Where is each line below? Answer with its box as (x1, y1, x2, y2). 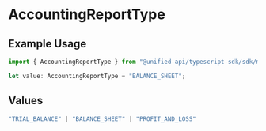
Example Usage (8, 37, 87, 51)
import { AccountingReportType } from (8, 58, 136, 65)
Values (8, 94, 44, 107)
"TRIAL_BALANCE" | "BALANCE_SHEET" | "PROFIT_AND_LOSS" (8, 114, 196, 123)
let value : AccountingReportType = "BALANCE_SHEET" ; (8, 72, 186, 80)
